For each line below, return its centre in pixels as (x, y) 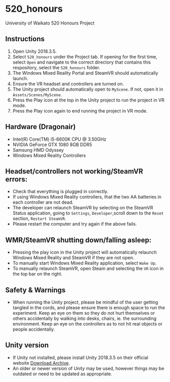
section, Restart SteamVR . (39, 219)
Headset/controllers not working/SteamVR (74, 171)
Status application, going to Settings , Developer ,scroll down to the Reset (88, 213)
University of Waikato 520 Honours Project (50, 23)
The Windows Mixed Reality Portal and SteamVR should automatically (85, 73)
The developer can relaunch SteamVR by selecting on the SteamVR (83, 208)
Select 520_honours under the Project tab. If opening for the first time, (85, 57)
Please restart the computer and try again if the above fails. (75, 224)
